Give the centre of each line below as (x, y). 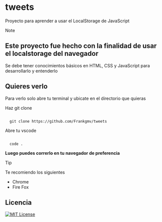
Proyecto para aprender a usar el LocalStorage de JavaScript (67, 21)
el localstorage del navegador (52, 54)
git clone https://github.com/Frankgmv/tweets (58, 121)
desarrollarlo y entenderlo (31, 71)
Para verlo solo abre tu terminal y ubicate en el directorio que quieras (76, 98)
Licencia (19, 202)
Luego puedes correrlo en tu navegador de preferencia (62, 153)
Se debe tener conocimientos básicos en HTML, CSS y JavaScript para (78, 65)
